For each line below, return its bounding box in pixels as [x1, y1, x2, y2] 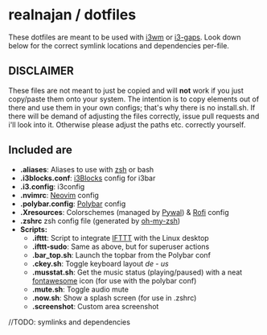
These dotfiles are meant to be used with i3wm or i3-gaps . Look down [8, 32, 241, 42]
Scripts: [19, 224, 48, 234]
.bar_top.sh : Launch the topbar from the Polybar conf [31, 250, 212, 259]
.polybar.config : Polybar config [19, 199, 126, 209]
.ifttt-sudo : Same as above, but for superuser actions [31, 242, 210, 251]
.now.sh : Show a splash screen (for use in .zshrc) [31, 292, 197, 303]
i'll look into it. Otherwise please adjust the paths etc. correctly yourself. [8, 119, 246, 130]
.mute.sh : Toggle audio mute [31, 284, 129, 294]
